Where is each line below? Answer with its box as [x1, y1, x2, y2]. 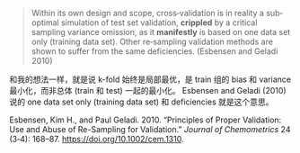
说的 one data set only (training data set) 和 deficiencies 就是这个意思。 [9, 96, 274, 107]
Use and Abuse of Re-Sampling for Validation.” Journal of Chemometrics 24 [9, 124, 291, 134]
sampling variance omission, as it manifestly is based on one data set [31, 27, 291, 37]
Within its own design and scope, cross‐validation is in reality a [31, 8, 265, 18]
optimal [31, 17, 60, 28]
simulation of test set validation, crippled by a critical [61, 17, 258, 28]
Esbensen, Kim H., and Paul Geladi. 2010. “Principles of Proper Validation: [9, 114, 282, 125]
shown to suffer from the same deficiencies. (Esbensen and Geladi [31, 46, 278, 57]
